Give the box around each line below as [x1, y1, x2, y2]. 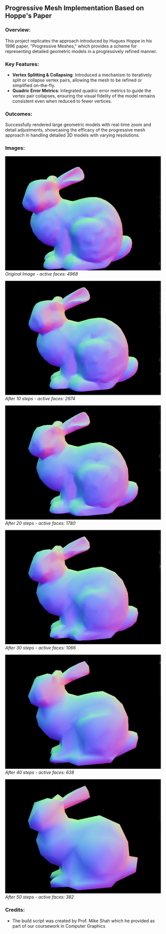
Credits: [5, 906, 25, 913]
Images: [5, 144, 25, 151]
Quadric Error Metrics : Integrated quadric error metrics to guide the [12, 88, 152, 93]
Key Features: [5, 60, 40, 67]
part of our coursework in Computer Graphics [12, 923, 106, 929]
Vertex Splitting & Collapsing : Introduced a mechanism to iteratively [12, 72, 152, 78]
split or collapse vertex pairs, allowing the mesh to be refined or [12, 77, 142, 83]
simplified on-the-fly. [12, 82, 55, 88]
